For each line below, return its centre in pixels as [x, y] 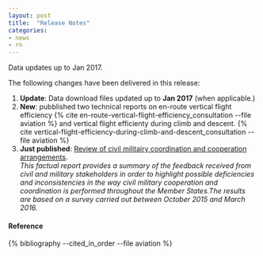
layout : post [30, 15]
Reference [26, 226]
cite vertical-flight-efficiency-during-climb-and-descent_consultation [133, 132]
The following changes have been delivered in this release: [104, 83]
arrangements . [44, 157]
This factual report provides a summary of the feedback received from [135, 166]
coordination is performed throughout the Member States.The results [132, 191]
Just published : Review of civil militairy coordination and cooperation [133, 149]
